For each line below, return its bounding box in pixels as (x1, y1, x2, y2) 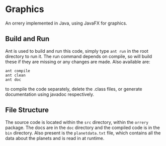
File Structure (5, 106, 49, 114)
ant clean (5, 73, 26, 78)
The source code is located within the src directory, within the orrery (5, 119, 148, 125)
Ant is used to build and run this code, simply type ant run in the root (5, 48, 148, 54)
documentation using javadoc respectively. (5, 91, 95, 97)
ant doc (5, 77, 22, 82)
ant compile (5, 68, 30, 73)
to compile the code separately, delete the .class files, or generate (5, 86, 142, 92)
